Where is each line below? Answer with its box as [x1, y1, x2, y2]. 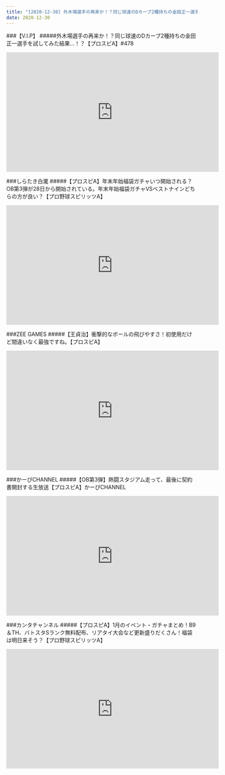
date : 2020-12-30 [6, 15, 50, 21]
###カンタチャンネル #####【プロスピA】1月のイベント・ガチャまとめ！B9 [6, 621, 196, 629]
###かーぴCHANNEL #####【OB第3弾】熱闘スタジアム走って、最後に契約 [6, 476, 193, 483]
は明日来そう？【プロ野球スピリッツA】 [6, 636, 106, 644]
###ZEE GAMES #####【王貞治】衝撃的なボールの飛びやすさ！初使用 [6, 330, 182, 338]
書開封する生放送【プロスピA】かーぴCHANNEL [6, 483, 126, 491]
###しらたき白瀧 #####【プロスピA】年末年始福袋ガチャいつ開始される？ [6, 177, 193, 185]
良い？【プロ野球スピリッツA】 [27, 193, 106, 200]
